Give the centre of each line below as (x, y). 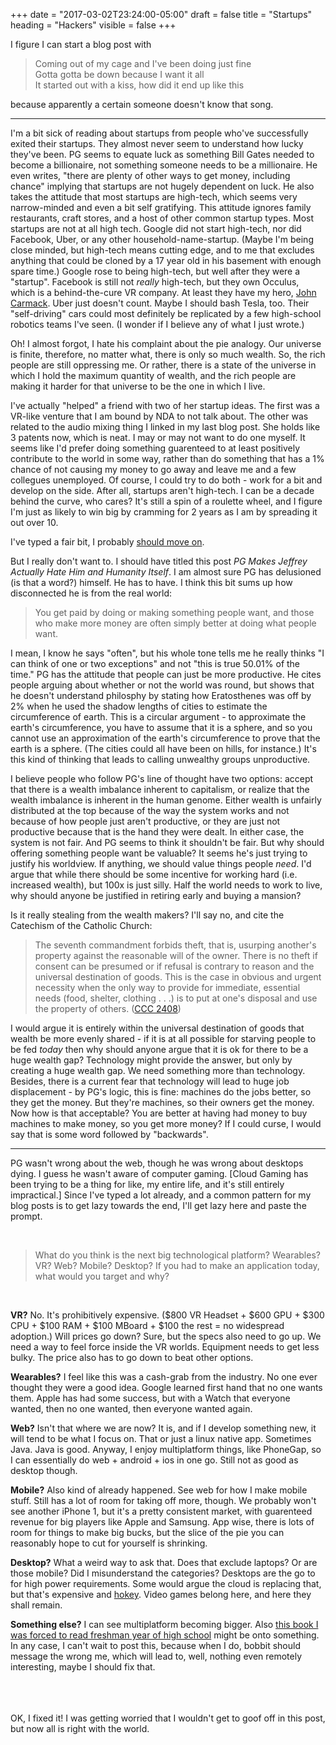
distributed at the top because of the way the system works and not (150, 810)
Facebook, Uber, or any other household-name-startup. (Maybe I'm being (162, 239)
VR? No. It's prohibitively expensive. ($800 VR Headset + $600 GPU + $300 (167, 1315)
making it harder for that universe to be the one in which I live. (138, 386)
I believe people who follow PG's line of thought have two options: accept (162, 778)
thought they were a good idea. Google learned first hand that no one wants (166, 1387)
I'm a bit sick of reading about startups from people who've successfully (159, 133)
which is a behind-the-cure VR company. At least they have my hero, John (163, 292)
